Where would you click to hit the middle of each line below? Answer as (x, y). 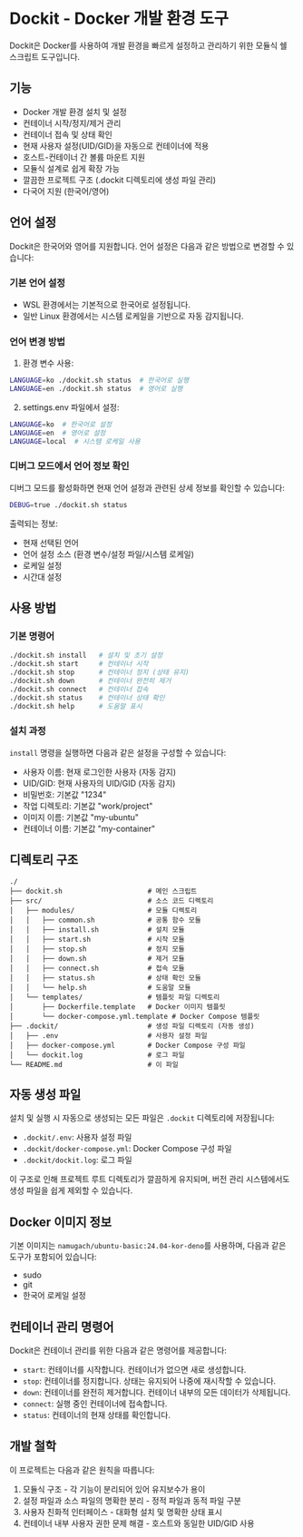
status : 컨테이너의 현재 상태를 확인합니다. (96, 1415)
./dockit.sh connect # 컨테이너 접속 (79, 689)
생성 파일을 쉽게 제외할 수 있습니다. (71, 1190)
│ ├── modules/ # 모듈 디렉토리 (103, 910)
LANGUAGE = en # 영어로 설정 (58, 433)
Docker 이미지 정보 (60, 1222)
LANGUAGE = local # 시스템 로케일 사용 (75, 441)
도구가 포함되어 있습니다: (53, 1257)
